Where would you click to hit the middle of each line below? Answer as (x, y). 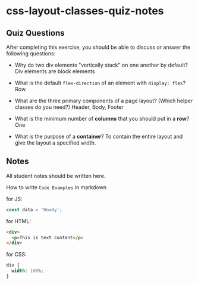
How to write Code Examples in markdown (56, 187)
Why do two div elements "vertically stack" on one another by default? (101, 65)
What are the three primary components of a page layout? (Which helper (104, 101)
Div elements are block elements (55, 71)
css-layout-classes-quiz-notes (85, 11)
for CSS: (16, 255)
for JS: (14, 199)
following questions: (31, 54)
